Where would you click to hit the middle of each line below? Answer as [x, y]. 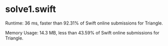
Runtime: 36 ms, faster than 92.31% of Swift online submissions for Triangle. [84, 23]
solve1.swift [31, 9]
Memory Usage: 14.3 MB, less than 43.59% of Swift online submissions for [82, 32]
